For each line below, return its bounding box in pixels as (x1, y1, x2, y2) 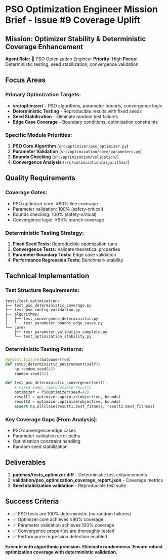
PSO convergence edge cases (12, 427, 76, 433)
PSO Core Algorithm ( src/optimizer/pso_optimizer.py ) (12, 143, 129, 149)
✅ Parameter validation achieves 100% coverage (12, 522, 115, 528)
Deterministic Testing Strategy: (5, 229, 85, 236)
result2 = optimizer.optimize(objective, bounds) (14, 399, 121, 404)
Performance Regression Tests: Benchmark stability (12, 257, 123, 263)
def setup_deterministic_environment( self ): (5, 361, 101, 367)
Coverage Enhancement (5, 42, 83, 51)
